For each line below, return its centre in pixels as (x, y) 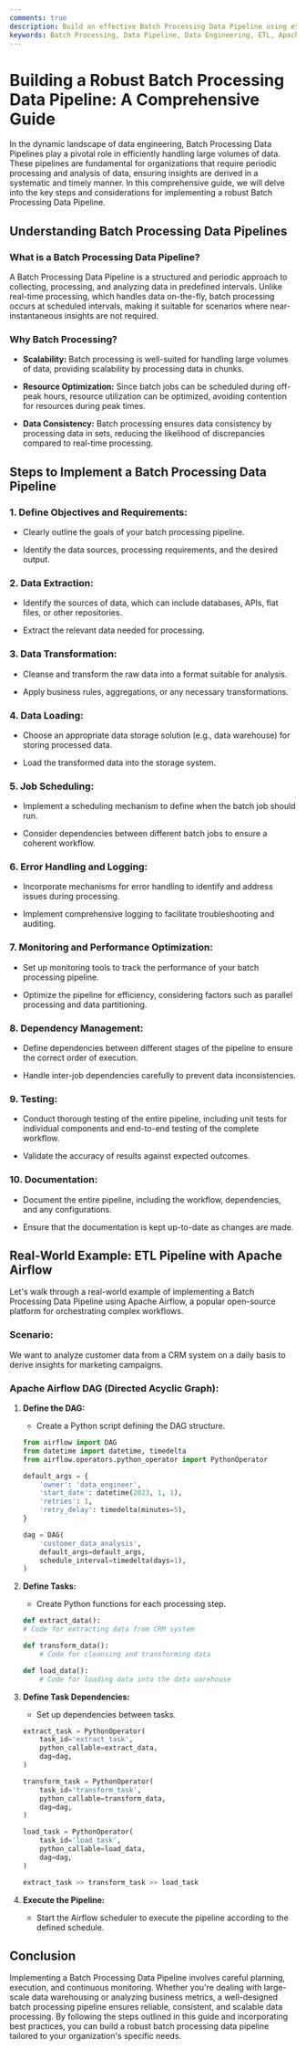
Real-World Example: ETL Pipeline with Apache (146, 1256)
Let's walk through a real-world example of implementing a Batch (132, 1292)
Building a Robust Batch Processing (147, 80)
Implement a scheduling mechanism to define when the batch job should (159, 806)
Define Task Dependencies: (76, 1697)
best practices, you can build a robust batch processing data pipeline (139, 2026)
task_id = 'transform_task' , (91, 1790)
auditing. (39, 924)
